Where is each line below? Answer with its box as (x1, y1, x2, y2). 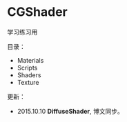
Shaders (17, 70, 41, 79)
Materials (17, 56, 44, 64)
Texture (17, 78, 39, 86)
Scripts (17, 63, 38, 72)
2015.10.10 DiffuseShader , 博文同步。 (17, 107, 124, 115)
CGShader (7, 4, 68, 20)
